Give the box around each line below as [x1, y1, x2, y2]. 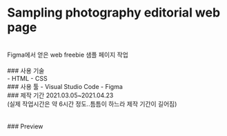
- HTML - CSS [7, 74, 48, 82]
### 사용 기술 [7, 66, 45, 75]
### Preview [7, 122, 43, 130]
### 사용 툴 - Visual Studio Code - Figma [7, 82, 123, 90]
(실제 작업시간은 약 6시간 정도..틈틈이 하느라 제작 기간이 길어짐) [7, 99, 177, 108]
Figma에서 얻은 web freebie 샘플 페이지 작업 [7, 50, 129, 59]
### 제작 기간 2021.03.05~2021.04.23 [7, 91, 114, 99]
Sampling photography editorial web [7, 5, 221, 21]
